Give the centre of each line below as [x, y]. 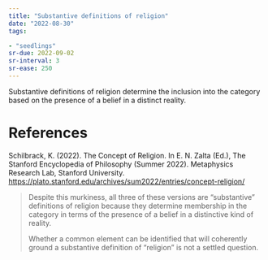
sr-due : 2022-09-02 [41, 54]
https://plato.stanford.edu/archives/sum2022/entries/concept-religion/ [127, 181]
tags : [17, 31]
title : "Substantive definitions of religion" [89, 16]
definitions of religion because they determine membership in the [138, 206]
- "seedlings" [32, 45]
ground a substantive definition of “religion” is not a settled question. [143, 247]
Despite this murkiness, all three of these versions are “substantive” [142, 197]
